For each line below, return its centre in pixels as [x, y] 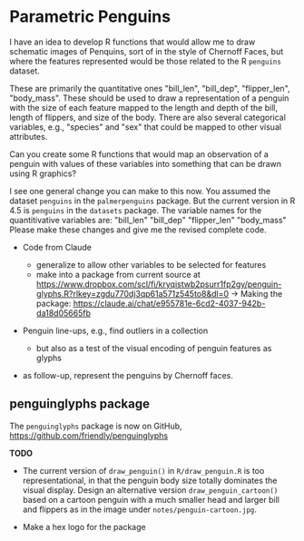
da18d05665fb [63, 313]
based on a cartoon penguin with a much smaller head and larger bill [151, 499]
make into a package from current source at [118, 274]
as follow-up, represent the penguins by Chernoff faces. [128, 375]
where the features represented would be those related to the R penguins [145, 61]
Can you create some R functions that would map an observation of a [139, 154]
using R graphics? [43, 173]
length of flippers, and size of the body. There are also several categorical [147, 117]
